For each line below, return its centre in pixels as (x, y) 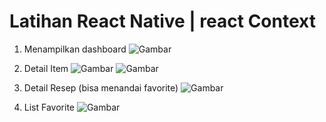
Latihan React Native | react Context (162, 21)
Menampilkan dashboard (75, 49)
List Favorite (49, 107)
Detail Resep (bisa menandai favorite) (101, 87)
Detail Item (46, 68)
